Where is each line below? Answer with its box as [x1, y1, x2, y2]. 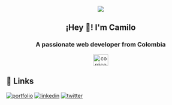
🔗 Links [6, 76, 34, 87]
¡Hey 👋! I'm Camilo [65, 23, 136, 33]
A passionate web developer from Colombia [35, 41, 166, 49]
